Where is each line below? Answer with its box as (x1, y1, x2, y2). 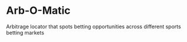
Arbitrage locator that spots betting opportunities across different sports (6, 23, 181, 30)
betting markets (6, 29, 45, 36)
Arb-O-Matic (6, 4, 71, 17)
